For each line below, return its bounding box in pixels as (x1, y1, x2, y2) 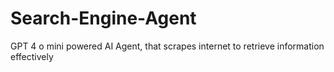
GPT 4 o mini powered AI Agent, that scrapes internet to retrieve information (10, 40, 325, 52)
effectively (10, 50, 54, 62)
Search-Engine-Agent (10, 7, 197, 30)
